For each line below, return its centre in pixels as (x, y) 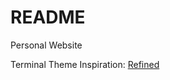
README (48, 17)
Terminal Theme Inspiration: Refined (85, 64)
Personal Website (46, 45)
